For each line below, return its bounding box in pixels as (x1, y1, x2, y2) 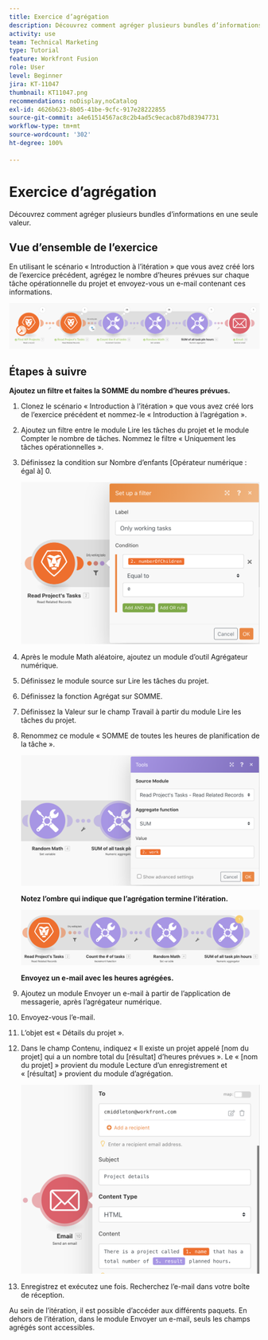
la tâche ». (20, 739, 56, 749)
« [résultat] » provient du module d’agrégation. (20, 1069, 173, 1078)
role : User (9, 64, 45, 72)
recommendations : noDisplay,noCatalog (9, 97, 138, 105)
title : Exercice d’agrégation (9, 13, 110, 21)
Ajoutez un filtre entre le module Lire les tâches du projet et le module (20, 425, 250, 435)
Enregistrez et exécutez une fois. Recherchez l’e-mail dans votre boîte (20, 1282, 250, 1291)
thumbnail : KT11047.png (9, 89, 88, 97)
